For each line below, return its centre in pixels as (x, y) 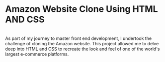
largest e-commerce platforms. (37, 54)
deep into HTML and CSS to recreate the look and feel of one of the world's (82, 49)
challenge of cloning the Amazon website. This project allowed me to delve (82, 43)
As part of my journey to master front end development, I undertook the (79, 38)
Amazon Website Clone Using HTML (82, 9)
